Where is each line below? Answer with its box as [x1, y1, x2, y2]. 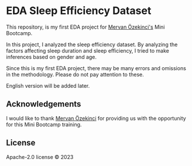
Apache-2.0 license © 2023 [6, 153, 74, 160]
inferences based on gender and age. [6, 53, 97, 60]
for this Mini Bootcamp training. [6, 121, 82, 128]
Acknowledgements [6, 99, 81, 109]
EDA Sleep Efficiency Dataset [6, 4, 152, 18]
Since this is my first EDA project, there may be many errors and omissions [6, 64, 186, 71]
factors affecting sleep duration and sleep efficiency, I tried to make [6, 47, 170, 54]
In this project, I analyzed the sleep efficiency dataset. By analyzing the [6, 41, 178, 48]
